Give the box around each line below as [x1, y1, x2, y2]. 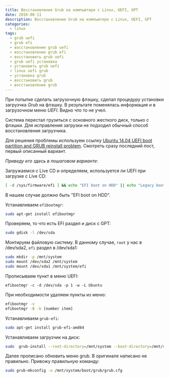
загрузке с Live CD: [5, 173, 47, 179]
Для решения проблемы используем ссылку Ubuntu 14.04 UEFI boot [5, 137, 152, 143]
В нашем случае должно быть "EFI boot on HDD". [5, 192, 111, 198]
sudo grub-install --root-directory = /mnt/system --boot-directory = [5, 344, 152, 349]
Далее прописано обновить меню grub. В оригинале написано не [5, 353, 147, 359]
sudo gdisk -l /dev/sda [5, 230, 55, 235]
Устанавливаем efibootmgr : [5, 201, 64, 207]
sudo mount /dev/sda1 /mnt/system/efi [5, 264, 87, 269]
